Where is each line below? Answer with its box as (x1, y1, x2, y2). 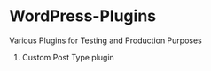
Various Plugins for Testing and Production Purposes (9, 35, 202, 46)
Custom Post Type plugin (21, 52, 115, 62)
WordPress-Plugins (9, 6, 157, 26)
